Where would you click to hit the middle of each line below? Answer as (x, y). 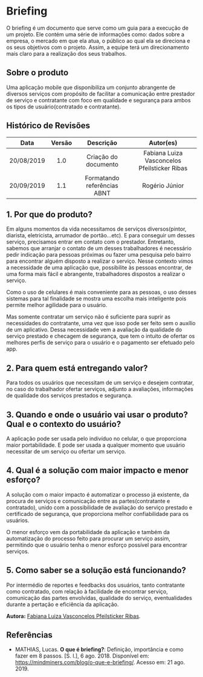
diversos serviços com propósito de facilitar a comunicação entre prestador (101, 94)
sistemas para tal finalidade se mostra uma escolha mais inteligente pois (96, 299)
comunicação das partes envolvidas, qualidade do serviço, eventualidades (99, 598)
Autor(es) (163, 142)
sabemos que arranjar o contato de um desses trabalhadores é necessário (99, 248)
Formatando (102, 178)
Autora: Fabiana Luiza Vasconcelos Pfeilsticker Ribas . (73, 616)
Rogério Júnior (163, 185)
